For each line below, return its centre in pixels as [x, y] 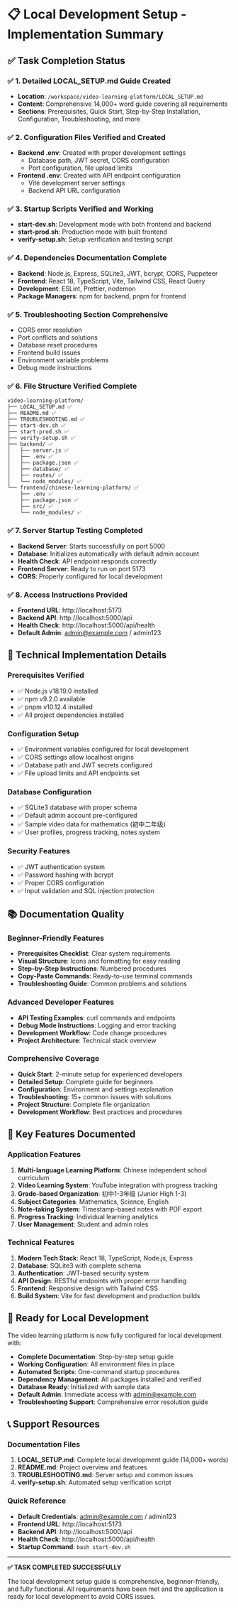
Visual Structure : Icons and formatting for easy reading [99, 961]
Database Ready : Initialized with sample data [84, 1386]
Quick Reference [37, 1501]
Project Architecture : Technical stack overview [87, 1040]
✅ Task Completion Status [66, 61]
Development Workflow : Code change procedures [92, 1032]
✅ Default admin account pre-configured [77, 816]
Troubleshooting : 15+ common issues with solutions [94, 1096]
